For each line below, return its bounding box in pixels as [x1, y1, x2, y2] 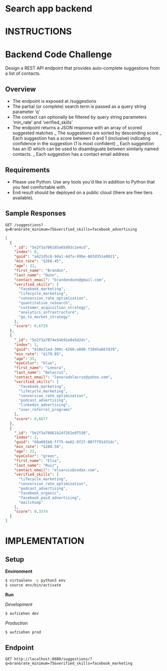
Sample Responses [5, 209, 66, 218]
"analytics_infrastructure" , [18, 310, 79, 315]
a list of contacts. [5, 70, 41, 76]
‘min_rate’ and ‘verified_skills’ [12, 119, 73, 125]
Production [5, 620, 28, 626]
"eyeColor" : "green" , [14, 453, 59, 458]
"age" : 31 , [14, 263, 37, 268]
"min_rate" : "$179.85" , [14, 351, 64, 357]
